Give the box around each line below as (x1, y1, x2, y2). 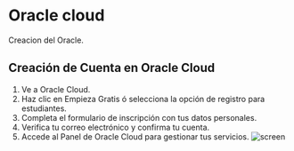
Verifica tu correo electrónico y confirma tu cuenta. (20, 122, 210, 132)
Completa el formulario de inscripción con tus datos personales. (20, 112, 257, 123)
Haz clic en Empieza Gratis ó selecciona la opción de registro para (20, 93, 265, 104)
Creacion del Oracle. (8, 35, 84, 45)
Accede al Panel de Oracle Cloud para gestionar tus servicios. (20, 131, 250, 142)
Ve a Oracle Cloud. (20, 83, 91, 94)
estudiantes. (20, 103, 68, 114)
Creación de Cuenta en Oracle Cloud (8, 60, 216, 75)
